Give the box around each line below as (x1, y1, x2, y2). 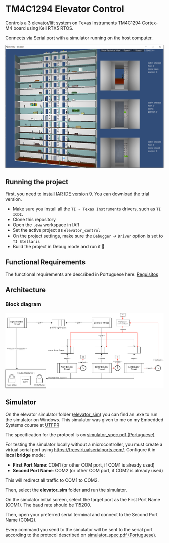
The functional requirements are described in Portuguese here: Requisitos (5, 271, 158, 277)
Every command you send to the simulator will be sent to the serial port (5, 526, 153, 532)
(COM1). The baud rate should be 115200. (5, 502, 92, 508)
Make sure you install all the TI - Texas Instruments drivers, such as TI (12, 206, 161, 212)
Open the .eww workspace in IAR (12, 222, 79, 228)
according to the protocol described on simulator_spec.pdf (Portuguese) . (5, 532, 157, 538)
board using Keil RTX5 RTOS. (13, 25, 74, 31)
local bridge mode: (5, 452, 45, 458)
